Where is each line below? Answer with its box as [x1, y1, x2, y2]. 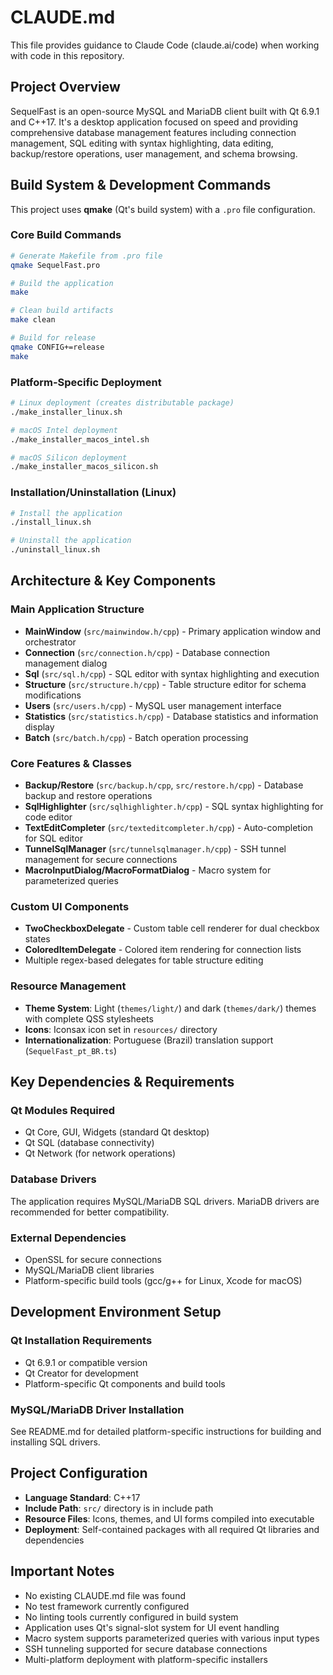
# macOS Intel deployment [10, 425, 118, 435]
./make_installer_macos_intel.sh [10, 434, 150, 445]
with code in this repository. [10, 49, 125, 61]
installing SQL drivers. [10, 1436, 101, 1448]
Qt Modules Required [10, 1103, 116, 1117]
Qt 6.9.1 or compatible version [24, 1356, 148, 1368]
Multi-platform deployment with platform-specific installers [24, 1653, 268, 1665]
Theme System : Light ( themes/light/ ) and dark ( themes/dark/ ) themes [24, 1002, 317, 1014]
